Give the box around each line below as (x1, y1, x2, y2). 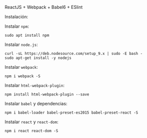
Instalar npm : (4, 23, 29, 29)
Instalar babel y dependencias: (4, 101, 68, 106)
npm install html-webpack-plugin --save (4, 92, 90, 97)
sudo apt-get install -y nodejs (4, 55, 72, 60)
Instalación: (4, 14, 28, 19)
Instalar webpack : (4, 64, 38, 70)
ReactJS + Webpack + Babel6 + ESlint (4, 4, 83, 10)
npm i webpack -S (4, 74, 41, 79)
